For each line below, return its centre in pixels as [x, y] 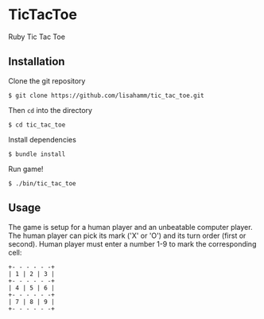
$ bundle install [37, 154]
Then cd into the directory [50, 110]
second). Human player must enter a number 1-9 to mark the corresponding [132, 243]
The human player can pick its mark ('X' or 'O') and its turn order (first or [127, 235]
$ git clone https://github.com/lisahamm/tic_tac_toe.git [106, 95]
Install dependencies [43, 139]
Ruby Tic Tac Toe [37, 37]
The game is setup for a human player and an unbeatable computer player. [130, 227]
